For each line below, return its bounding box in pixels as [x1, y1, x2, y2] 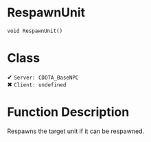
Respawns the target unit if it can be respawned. [7, 127, 145, 135]
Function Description [7, 104, 130, 120]
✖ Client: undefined [7, 80, 67, 88]
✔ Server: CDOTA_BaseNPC [7, 73, 79, 81]
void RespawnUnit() [7, 27, 63, 34]
